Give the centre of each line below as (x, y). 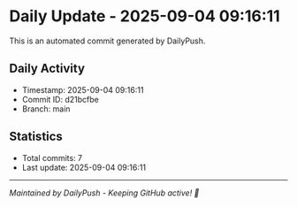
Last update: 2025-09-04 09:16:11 (84, 167)
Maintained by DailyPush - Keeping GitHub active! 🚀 (104, 193)
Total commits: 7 (52, 157)
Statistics (36, 137)
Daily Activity (47, 69)
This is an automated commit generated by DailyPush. (107, 41)
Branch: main (46, 109)
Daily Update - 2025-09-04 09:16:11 (145, 16)
